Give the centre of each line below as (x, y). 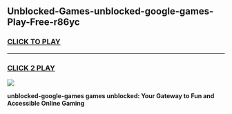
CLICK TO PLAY (34, 42)
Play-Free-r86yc (44, 22)
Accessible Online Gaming (46, 103)
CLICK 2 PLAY (31, 68)
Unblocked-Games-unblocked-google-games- (110, 11)
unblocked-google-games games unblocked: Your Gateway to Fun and (111, 95)
